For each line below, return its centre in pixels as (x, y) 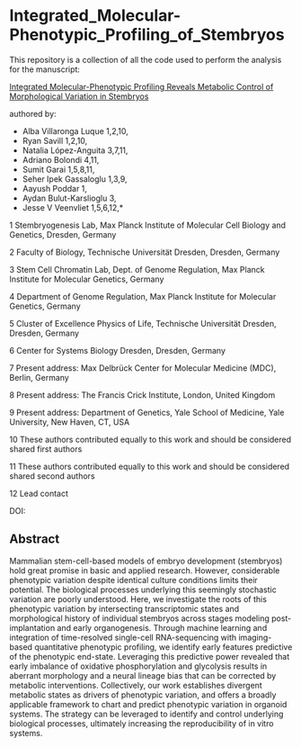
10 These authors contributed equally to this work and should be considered (150, 439)
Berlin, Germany (39, 377)
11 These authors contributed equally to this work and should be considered (150, 466)
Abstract (35, 540)
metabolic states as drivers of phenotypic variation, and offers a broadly (143, 695)
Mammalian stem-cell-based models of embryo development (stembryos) (146, 561)
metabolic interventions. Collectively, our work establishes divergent (136, 685)
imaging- (255, 637)
